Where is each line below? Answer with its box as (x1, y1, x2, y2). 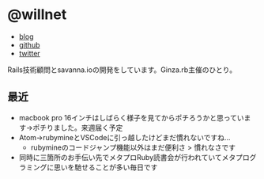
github (18, 40, 40, 49)
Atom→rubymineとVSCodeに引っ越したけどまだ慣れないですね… (18, 132, 231, 142)
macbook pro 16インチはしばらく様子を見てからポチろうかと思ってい (18, 112, 244, 122)
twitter (18, 48, 40, 58)
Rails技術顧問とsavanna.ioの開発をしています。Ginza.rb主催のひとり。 (7, 65, 237, 74)
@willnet (7, 6, 67, 24)
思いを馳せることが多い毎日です (53, 162, 158, 172)
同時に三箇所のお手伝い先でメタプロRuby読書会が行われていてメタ (18, 152, 236, 162)
